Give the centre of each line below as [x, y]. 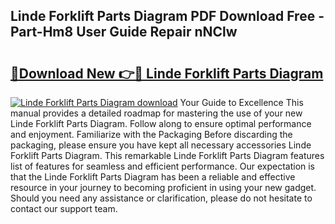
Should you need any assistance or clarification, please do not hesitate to [161, 198]
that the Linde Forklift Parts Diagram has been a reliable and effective [153, 177]
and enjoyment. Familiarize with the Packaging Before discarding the [151, 134]
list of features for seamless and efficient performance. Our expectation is [163, 166]
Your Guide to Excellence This [241, 102]
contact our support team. [64, 208]
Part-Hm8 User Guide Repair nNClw [124, 32]
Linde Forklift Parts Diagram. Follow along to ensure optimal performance [161, 123]
